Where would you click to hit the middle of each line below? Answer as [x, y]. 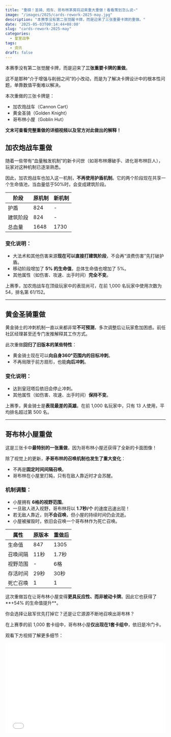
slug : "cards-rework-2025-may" [38, 29]
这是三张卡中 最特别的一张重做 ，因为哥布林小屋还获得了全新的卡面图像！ [81, 447]
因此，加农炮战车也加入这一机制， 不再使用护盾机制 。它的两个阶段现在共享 [83, 178]
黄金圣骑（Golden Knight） [41, 113]
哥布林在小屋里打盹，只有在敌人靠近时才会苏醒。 [64, 475]
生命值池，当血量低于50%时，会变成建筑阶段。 [59, 184]
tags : [11, 43]
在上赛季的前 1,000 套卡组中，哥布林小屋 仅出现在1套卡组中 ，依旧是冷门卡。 [84, 625]
